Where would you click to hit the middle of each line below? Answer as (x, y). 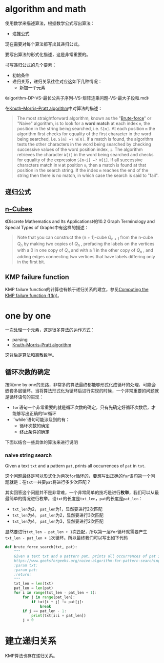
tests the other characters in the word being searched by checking (84, 144)
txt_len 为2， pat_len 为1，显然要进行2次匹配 (57, 509)
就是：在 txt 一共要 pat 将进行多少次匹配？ (50, 482)
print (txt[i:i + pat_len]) (59, 615)
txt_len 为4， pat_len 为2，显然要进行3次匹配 (58, 515)
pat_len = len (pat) (34, 588)
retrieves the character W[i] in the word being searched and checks (85, 154)
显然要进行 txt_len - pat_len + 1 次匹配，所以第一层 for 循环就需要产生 (76, 532)
